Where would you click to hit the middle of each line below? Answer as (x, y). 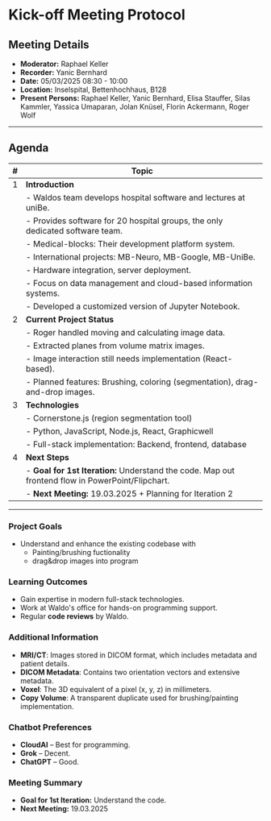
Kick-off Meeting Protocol (97, 15)
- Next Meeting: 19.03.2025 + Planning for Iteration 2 (129, 493)
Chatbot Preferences (50, 727)
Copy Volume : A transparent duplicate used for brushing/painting (129, 698)
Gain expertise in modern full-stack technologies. (102, 599)
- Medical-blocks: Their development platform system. (130, 243)
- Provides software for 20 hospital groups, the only (124, 221)
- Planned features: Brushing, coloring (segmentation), (129, 382)
